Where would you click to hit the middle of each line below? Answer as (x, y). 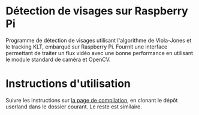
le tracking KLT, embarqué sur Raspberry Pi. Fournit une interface (87, 47)
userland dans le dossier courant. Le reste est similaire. (74, 107)
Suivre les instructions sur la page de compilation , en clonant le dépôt (92, 100)
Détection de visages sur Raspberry (97, 11)
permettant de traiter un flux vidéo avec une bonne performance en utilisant (99, 53)
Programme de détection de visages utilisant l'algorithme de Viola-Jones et (99, 40)
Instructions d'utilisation (68, 84)
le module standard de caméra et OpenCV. (58, 59)
